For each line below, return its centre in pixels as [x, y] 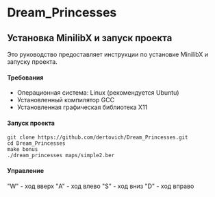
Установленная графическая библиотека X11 [82, 107]
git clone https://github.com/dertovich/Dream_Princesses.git [98, 138]
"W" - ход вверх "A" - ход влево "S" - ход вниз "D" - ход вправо [101, 186]
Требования [25, 78]
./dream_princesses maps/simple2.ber [61, 156]
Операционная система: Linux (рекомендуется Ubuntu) [98, 93]
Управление [26, 171]
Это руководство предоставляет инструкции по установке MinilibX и [108, 54]
